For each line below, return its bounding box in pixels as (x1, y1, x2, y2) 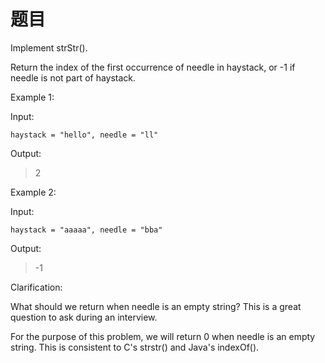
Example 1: (10, 91, 55, 103)
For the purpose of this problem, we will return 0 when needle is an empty (10, 330, 316, 342)
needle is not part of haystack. (10, 71, 137, 84)
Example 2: (10, 186, 57, 198)
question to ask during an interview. (10, 311, 158, 323)
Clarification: (10, 281, 63, 293)
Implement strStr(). (10, 41, 88, 54)
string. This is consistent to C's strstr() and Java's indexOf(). (10, 341, 260, 353)
